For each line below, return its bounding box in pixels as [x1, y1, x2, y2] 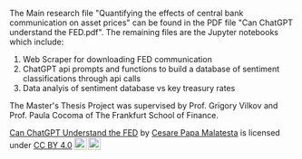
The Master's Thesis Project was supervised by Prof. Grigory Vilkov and [9, 100, 278, 111]
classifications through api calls [22, 73, 141, 84]
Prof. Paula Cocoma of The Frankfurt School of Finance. [9, 110, 219, 120]
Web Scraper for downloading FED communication [22, 54, 213, 64]
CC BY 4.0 [33, 140, 73, 150]
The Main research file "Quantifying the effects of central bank [9, 8, 244, 18]
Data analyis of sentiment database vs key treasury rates [22, 83, 236, 93]
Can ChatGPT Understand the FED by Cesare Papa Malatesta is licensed [9, 127, 281, 138]
